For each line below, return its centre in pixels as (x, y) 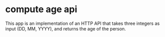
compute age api (41, 9)
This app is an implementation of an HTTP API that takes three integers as (82, 23)
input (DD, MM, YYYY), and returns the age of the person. (65, 28)
